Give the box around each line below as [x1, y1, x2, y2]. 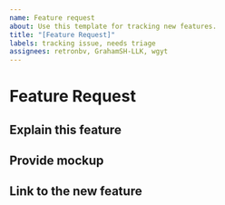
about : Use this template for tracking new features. [9, 22, 218, 31]
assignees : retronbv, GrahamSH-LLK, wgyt [9, 47, 169, 56]
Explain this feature [9, 122, 122, 137]
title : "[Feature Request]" [9, 30, 116, 39]
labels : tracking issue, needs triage [9, 38, 156, 48]
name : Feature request [9, 13, 95, 23]
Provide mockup [9, 153, 104, 169]
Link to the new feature [9, 183, 142, 200]
